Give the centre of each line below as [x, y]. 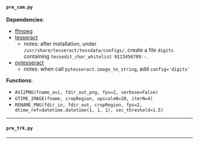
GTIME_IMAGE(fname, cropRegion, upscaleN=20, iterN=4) [84, 99]
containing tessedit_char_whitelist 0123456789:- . [86, 56]
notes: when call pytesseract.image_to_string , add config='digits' [107, 69]
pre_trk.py [20, 128]
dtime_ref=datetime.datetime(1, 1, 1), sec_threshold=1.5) [89, 110]
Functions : [20, 81]
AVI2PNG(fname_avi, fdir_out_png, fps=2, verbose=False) [86, 92]
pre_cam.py [20, 7]
